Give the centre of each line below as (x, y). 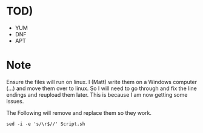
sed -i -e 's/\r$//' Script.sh (46, 124)
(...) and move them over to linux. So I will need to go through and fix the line (101, 88)
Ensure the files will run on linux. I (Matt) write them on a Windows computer (102, 82)
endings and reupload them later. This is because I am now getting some (97, 94)
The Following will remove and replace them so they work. (79, 112)
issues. (15, 101)
